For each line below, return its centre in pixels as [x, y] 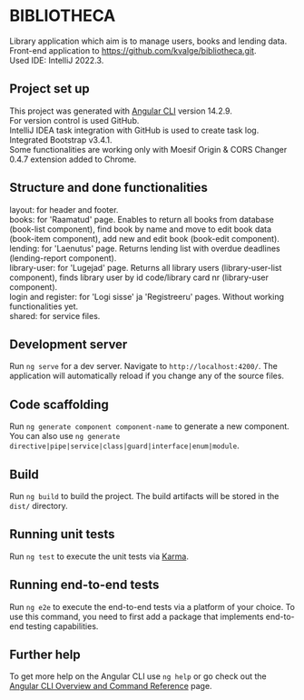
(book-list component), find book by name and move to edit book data [141, 229]
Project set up [49, 89]
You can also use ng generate [65, 436]
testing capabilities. [62, 626]
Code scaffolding [59, 404]
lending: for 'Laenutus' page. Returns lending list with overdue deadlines [145, 248]
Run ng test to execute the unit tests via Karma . [99, 556]
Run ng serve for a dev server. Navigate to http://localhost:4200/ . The [144, 366]
